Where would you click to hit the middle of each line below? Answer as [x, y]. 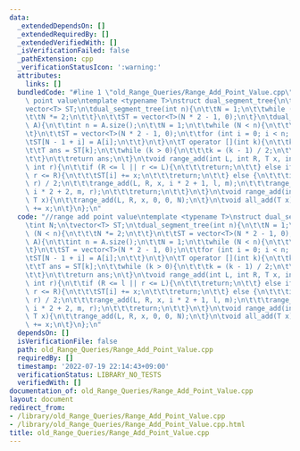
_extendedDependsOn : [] [61, 26]
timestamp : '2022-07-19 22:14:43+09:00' [93, 366]
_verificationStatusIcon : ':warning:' [90, 68]
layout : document [42, 400]
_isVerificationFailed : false [73, 51]
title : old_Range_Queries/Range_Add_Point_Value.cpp [109, 433]
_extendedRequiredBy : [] [63, 34]
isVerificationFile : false [67, 341]
